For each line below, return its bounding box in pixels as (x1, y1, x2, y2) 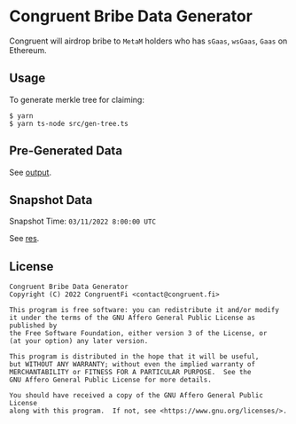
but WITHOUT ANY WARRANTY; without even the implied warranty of (9, 360, 255, 369)
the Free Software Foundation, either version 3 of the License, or (9, 329, 268, 338)
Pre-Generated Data (9, 144, 122, 159)
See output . (9, 167, 51, 177)
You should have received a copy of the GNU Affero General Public (9, 391, 264, 400)
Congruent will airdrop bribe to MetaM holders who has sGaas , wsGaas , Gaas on (9, 35, 288, 46)
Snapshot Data (9, 192, 93, 208)
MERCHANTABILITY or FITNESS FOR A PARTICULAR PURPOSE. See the (9, 368, 252, 377)
